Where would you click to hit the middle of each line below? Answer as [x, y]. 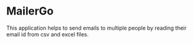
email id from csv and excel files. [47, 34]
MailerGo [30, 11]
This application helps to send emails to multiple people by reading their [96, 28]
